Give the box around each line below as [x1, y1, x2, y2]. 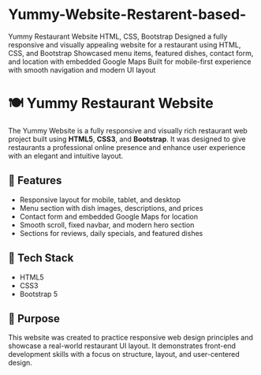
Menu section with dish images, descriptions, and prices [19, 203, 203, 212]
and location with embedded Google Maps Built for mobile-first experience [8, 57, 252, 66]
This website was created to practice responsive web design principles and [8, 333, 254, 343]
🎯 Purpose [8, 312, 61, 325]
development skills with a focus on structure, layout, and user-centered [8, 350, 240, 359]
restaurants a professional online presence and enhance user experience [8, 142, 246, 152]
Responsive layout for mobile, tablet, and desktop [19, 195, 181, 204]
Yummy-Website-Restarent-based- [8, 6, 247, 24]
